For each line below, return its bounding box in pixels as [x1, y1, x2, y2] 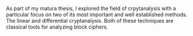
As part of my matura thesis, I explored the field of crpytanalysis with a [6, 5, 176, 12]
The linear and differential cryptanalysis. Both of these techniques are [6, 17, 174, 24]
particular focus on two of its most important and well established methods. [6, 11, 188, 18]
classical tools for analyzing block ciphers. [6, 23, 108, 30]
